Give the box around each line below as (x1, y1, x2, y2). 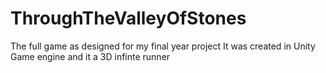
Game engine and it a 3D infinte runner (10, 50, 171, 62)
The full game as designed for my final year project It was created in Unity (10, 40, 316, 52)
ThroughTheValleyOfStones (10, 7, 247, 30)
